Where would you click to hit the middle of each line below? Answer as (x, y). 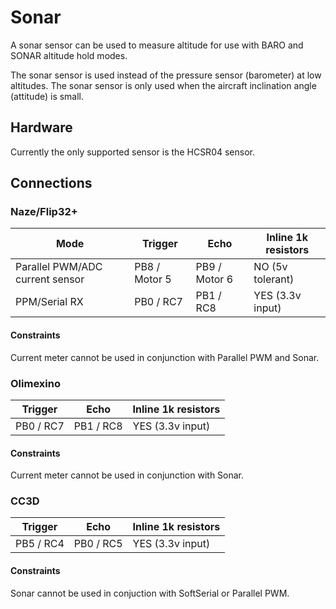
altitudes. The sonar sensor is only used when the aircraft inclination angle (163, 85)
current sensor (50, 279)
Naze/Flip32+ (44, 212)
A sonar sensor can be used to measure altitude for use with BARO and (157, 45)
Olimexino (35, 383)
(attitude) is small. (47, 96)
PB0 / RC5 (98, 544)
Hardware (41, 127)
